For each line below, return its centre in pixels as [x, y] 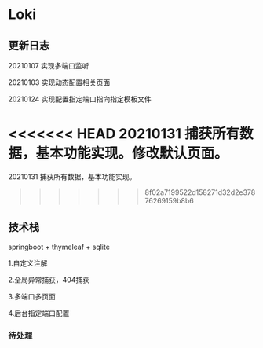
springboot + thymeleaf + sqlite [59, 247]
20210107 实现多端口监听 [49, 66]
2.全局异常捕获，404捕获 [49, 280]
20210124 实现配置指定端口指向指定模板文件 [80, 99]
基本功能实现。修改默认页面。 [132, 154]
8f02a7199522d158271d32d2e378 [200, 192]
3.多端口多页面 [32, 296]
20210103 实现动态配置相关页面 [59, 82]
